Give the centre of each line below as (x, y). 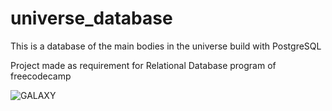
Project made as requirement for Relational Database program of (143, 65)
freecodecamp (41, 76)
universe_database (91, 18)
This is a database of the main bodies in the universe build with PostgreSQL (166, 46)
